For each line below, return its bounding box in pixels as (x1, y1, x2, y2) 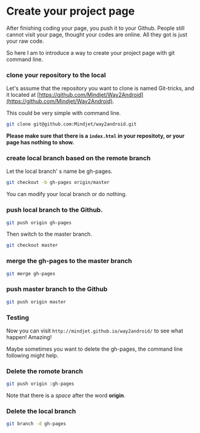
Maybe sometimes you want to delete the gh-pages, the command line (6, 345, 183, 353)
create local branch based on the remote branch (6, 154, 151, 163)
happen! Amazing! (6, 333, 52, 340)
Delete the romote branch (6, 367, 83, 375)
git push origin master (6, 298, 67, 305)
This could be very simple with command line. (6, 110, 121, 117)
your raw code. (6, 37, 44, 44)
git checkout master (6, 242, 59, 248)
